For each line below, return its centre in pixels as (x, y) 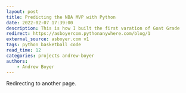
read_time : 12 (24, 50)
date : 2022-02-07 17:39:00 (40, 23)
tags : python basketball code (44, 45)
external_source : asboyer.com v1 (48, 39)
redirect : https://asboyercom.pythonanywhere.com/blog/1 (78, 34)
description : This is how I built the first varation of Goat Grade (93, 28)
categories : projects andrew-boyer (50, 56)
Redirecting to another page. (41, 84)
